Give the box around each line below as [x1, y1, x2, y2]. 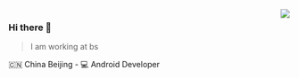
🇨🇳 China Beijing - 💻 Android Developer [8, 59, 161, 70]
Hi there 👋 [8, 21, 53, 34]
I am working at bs [29, 42, 99, 52]
